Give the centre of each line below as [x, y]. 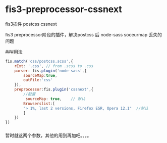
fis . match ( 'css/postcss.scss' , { [39, 61]
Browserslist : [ [39, 104]
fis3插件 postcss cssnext [31, 24]
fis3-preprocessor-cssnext [64, 9]
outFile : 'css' [38, 80]
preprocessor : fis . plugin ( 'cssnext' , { [54, 89]
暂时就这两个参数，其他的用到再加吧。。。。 [48, 135]
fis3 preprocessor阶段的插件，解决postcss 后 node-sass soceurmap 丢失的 [84, 34]
